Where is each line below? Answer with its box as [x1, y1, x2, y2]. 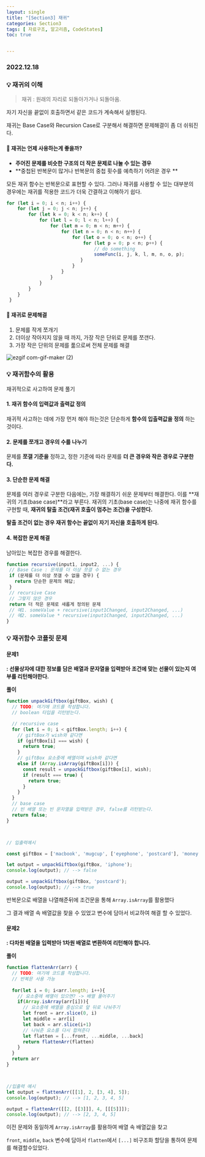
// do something [94, 246, 136, 252]
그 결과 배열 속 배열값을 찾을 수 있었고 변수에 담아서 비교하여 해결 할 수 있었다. [6, 909, 192, 916]
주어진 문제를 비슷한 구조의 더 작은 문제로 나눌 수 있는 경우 [15, 159, 152, 166]
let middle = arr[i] [22, 1016, 75, 1023]
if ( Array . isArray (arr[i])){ [17, 999, 89, 1005]
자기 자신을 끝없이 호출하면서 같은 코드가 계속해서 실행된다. [6, 109, 147, 116]
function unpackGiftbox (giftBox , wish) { [6, 698, 114, 704]
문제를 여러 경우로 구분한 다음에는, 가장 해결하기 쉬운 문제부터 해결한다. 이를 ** [6, 491, 195, 498]
